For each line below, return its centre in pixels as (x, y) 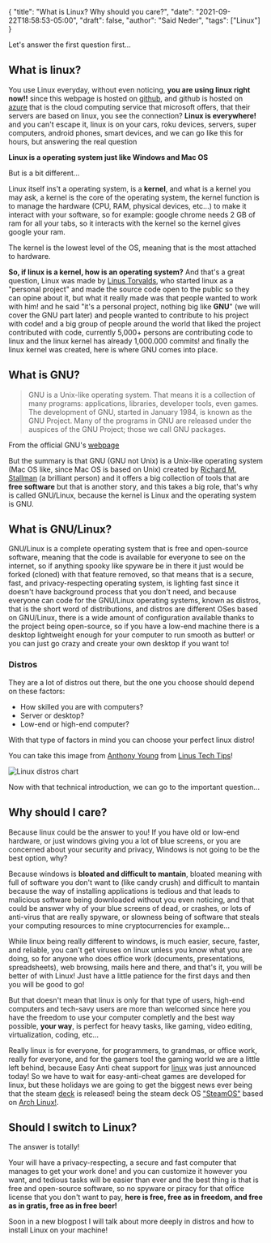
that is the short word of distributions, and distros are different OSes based (133, 609)
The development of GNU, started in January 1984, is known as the (140, 412)
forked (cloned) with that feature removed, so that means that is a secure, (131, 575)
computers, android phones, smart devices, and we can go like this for (126, 132)
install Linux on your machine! (58, 1230)
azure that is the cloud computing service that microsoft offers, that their (129, 107)
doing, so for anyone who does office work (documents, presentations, (127, 958)
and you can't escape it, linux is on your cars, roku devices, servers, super (132, 124)
